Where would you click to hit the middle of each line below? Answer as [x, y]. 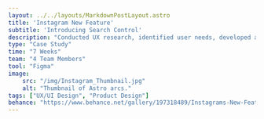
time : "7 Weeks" [35, 52]
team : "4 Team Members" [47, 59]
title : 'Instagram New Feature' [61, 23]
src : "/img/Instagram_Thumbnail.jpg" [84, 81]
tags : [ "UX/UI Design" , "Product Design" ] [79, 96]
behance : [22, 103]
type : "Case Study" [40, 45]
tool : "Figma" [31, 67]
